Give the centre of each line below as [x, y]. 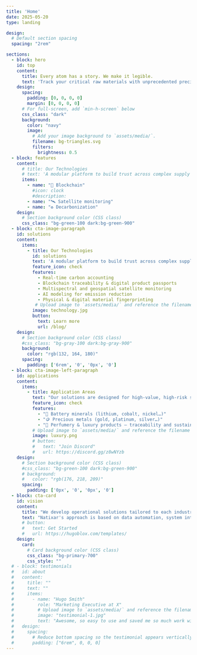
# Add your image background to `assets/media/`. [94, 136]
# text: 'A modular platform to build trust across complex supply [106, 174]
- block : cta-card [34, 496]
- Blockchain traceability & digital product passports [107, 283]
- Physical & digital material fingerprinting [95, 299]
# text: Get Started [49, 528]
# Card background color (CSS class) [73, 550]
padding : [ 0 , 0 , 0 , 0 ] [55, 98]
